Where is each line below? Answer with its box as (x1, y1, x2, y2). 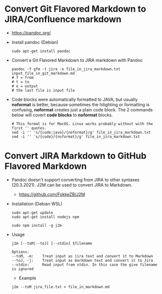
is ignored (11, 266, 34, 271)
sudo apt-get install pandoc (11, 49, 71, 54)
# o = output (11, 84, 38, 89)
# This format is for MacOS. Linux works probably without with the (11, 121, 153, 126)
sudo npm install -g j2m (11, 223, 62, 228)
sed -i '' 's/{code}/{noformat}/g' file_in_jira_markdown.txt (11, 134, 140, 139)
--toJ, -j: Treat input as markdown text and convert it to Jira (11, 258, 153, 263)
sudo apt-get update (11, 210, 53, 215)
